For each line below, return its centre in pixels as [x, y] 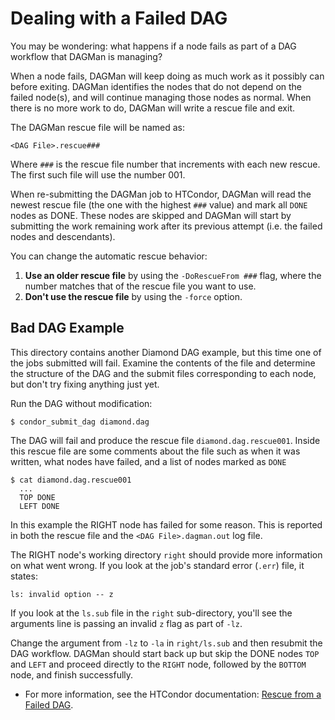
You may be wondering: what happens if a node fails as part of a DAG [153, 46]
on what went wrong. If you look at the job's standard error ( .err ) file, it [157, 565]
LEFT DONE [39, 506]
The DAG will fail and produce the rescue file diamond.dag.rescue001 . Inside [165, 440]
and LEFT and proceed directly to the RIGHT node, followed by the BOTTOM [158, 664]
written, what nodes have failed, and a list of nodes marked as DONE [148, 461]
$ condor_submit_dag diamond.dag [80, 422]
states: [24, 576]
